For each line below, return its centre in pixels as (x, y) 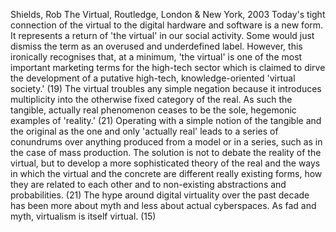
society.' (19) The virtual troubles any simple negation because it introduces (166, 88)
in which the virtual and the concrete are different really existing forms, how (166, 173)
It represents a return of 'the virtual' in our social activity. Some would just (162, 35)
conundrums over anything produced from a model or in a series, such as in (166, 142)
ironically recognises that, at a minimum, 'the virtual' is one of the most (156, 57)
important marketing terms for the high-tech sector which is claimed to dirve (168, 67)
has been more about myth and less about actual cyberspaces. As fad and (163, 205)
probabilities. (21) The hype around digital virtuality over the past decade (160, 195)
